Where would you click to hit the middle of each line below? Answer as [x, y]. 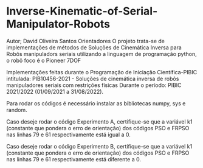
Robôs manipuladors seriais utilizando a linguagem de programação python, [101, 54]
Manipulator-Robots [58, 24]
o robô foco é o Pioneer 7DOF [44, 60]
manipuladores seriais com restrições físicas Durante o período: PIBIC [94, 85]
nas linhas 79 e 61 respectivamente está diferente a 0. [74, 159]
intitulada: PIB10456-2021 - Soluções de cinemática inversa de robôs [93, 79]
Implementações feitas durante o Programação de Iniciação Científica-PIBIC [102, 72]
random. [17, 110]
